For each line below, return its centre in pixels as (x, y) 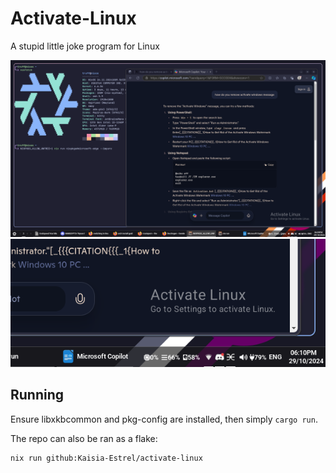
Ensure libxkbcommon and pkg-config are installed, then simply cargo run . (164, 419)
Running (37, 395)
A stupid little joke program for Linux (85, 46)
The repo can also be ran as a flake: (84, 438)
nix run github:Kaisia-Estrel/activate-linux (106, 458)
